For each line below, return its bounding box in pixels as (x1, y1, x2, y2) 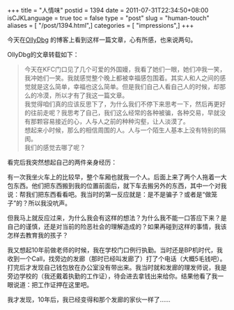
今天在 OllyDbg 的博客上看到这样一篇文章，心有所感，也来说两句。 (7, 35, 197, 44)
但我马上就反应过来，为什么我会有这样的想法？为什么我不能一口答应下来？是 (7, 214, 227, 222)
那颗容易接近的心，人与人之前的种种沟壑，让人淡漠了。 (30, 117, 189, 125)
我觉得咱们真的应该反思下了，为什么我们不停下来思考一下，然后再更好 (24, 100, 226, 108)
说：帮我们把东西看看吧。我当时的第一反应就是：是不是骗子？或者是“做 (7, 190, 212, 198)
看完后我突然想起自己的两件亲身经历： (7, 158, 117, 166)
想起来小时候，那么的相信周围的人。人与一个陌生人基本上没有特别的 (24, 126, 220, 134)
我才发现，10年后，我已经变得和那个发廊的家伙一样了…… (7, 295, 171, 304)
